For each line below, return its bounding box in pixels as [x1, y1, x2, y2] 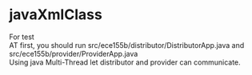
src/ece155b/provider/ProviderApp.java [9, 49, 138, 58]
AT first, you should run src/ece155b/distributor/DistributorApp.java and [9, 40, 245, 49]
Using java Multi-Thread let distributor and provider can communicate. [9, 57, 241, 67]
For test [9, 32, 34, 41]
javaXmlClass [9, 6, 102, 24]
